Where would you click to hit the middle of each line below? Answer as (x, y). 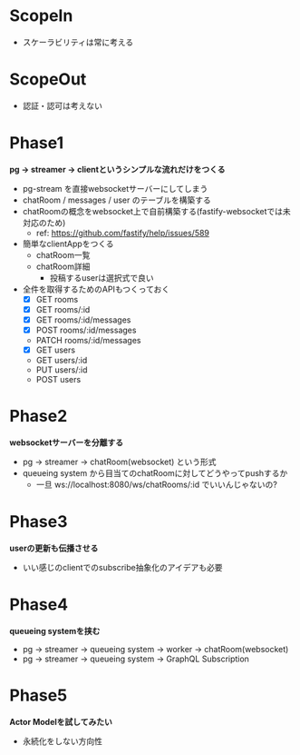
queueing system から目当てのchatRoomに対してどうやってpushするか (155, 473)
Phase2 (39, 417)
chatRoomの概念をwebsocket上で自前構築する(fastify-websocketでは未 (157, 211)
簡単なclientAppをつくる (68, 243)
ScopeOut (48, 79)
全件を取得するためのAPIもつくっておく (96, 289)
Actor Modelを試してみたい (61, 721)
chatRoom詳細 (63, 266)
